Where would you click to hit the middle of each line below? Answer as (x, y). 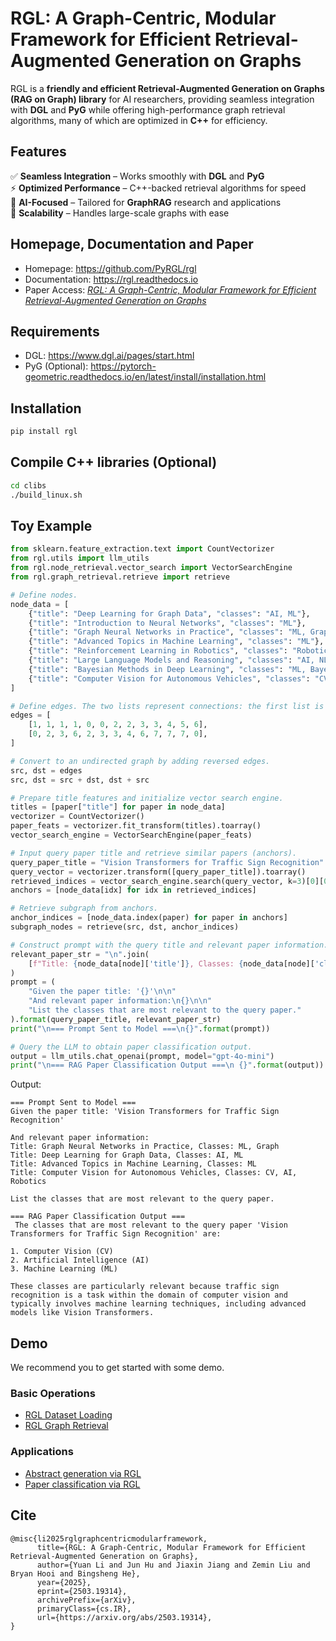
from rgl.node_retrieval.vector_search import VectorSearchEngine (151, 568)
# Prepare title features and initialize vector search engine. (147, 798)
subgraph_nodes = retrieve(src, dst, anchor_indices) (125, 927)
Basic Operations (53, 1394)
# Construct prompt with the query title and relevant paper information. (169, 945)
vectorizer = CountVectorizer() (77, 817)
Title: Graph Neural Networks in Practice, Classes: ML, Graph (145, 1147)
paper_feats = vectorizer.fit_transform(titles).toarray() (136, 826)
